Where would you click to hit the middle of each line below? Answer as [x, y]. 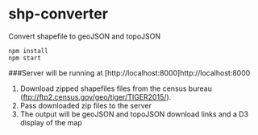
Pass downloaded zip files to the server [85, 105]
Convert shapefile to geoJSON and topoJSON [85, 36]
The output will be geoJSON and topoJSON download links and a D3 [134, 114]
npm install [28, 51]
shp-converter [58, 14]
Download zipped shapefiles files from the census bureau [116, 88]
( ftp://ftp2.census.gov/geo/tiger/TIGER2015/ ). [96, 96]
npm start [25, 58]
